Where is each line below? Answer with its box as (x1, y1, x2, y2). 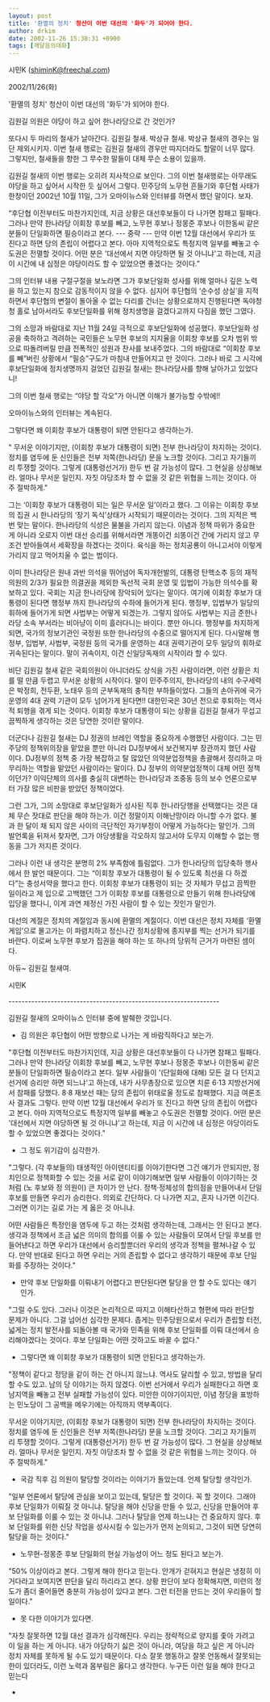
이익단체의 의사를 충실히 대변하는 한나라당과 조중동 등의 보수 (33, 773, 223, 783)
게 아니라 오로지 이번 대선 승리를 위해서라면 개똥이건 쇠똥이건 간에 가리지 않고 (8, 530, 251, 540)
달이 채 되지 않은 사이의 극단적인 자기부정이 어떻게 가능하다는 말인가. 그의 (25, 821, 255, 831)
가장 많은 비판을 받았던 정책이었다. (16, 784, 125, 794)
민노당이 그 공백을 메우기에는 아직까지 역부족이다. (16, 1400, 172, 1410)
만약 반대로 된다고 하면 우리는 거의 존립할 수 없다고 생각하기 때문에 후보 (19, 1251, 243, 1260)
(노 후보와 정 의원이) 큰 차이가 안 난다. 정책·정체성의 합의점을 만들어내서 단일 (23, 1183, 263, 1193)
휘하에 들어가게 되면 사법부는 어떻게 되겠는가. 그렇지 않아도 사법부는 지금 (8, 608, 236, 618)
